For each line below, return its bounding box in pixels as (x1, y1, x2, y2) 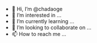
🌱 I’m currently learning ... (11, 18, 75, 24)
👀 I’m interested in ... (11, 12, 62, 19)
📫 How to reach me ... (11, 31, 66, 37)
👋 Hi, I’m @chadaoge (11, 6, 63, 12)
